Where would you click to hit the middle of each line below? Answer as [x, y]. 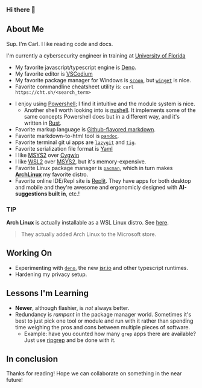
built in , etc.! [64, 194]
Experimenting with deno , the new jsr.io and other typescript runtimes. [102, 268]
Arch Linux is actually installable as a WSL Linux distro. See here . [87, 223]
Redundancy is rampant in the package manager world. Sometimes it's [103, 314]
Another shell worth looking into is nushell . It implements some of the [110, 110]
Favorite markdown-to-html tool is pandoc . [67, 136]
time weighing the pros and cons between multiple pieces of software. [103, 327]
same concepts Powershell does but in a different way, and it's [102, 116]
